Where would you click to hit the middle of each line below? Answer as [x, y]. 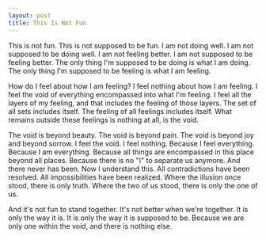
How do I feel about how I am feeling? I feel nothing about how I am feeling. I [133, 86]
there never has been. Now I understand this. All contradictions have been [129, 169]
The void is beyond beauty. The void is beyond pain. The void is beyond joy [131, 135]
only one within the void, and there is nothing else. [90, 226]
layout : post [30, 15]
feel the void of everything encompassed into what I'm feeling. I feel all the [130, 94]
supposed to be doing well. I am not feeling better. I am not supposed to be [131, 54]
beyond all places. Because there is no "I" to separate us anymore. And [124, 160]
